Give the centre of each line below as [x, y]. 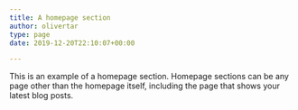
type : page [30, 34]
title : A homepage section [60, 18]
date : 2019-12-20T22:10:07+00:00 [72, 43]
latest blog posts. [42, 96]
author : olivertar [44, 26]
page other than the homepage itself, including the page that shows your [144, 86]
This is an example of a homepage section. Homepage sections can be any [149, 77]
